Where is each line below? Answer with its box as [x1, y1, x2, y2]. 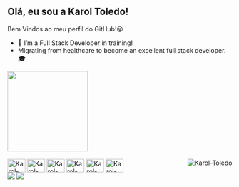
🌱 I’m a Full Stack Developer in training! [17, 39, 133, 47]
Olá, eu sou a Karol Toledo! [7, 6, 129, 18]
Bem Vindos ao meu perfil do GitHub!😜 [7, 24, 123, 33]
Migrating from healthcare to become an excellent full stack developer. [17, 46, 226, 54]
